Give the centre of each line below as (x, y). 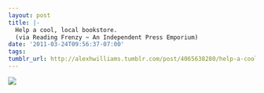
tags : (17, 52)
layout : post (29, 15)
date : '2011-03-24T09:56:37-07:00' (66, 45)
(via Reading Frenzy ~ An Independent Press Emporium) (107, 37)
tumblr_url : (27, 59)
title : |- (24, 23)
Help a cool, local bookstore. (66, 30)
